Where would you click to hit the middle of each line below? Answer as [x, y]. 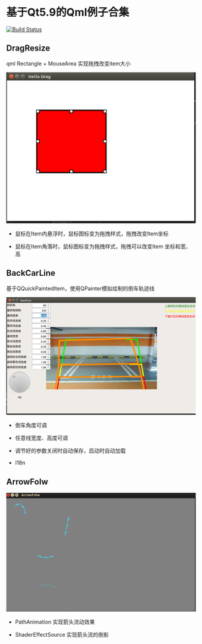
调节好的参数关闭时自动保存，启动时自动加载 [70, 451]
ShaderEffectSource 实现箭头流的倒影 [62, 635]
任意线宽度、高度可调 [41, 438]
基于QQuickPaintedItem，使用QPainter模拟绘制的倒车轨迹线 [81, 288]
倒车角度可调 [31, 425]
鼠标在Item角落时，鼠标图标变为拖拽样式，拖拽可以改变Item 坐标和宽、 [103, 246]
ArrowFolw [27, 481]
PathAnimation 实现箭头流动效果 [55, 622]
